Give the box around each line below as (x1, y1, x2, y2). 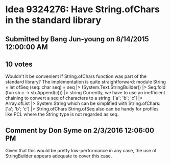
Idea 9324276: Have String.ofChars (5, 4, 160, 15)
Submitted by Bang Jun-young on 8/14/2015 (5, 35, 149, 43)
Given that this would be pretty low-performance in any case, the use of (5, 148, 157, 154)
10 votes (5, 60, 33, 68)
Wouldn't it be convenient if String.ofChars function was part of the (5, 73, 147, 79)
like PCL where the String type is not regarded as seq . (5, 111, 119, 118)
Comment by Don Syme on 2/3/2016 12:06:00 (5, 126, 155, 134)
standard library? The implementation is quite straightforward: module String (5, 79, 166, 85)
